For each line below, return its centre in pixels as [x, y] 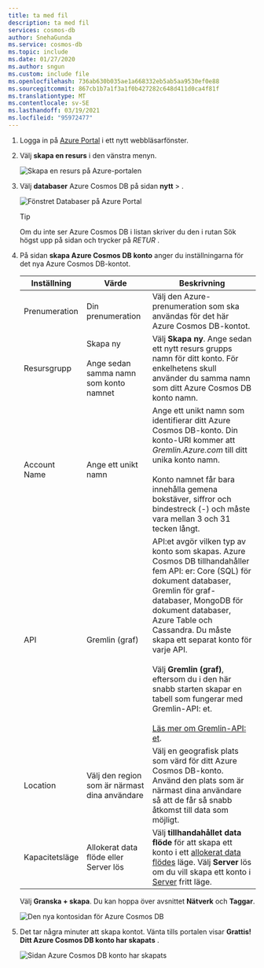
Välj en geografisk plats [195, 751]
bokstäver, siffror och [192, 499]
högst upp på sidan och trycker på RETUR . [89, 240]
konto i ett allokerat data [196, 852]
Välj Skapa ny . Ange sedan [202, 338]
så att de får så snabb [192, 800]
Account [39, 464]
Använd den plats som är [198, 780]
